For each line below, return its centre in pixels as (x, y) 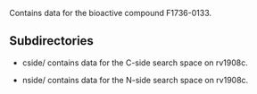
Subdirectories (51, 41)
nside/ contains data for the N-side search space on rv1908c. (135, 80)
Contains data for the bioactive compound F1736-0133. (111, 13)
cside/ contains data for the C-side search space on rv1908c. (135, 63)
